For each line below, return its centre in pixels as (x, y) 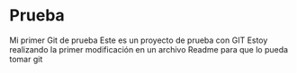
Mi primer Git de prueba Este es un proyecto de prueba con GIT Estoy (139, 40)
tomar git (26, 59)
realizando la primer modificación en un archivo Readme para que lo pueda (149, 49)
